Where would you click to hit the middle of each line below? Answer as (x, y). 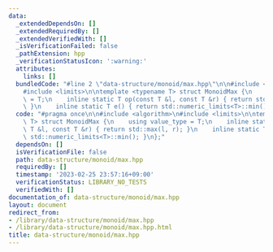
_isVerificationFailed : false (67, 46)
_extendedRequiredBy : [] (58, 31)
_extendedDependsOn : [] (56, 24)
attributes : (36, 69)
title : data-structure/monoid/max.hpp (74, 235)
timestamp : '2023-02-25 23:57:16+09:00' (85, 175)
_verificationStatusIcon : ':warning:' (82, 62)
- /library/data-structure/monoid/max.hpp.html (91, 228)
